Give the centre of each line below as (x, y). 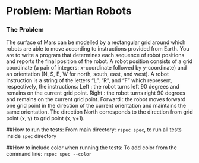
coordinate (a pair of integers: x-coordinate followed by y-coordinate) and (97, 68)
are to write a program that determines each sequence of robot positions (95, 55)
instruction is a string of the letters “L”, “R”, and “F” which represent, (89, 80)
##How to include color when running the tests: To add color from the (91, 148)
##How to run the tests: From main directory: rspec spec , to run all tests (94, 130)
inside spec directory (31, 136)
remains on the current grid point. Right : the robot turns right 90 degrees (96, 93)
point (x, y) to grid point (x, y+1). (45, 118)
